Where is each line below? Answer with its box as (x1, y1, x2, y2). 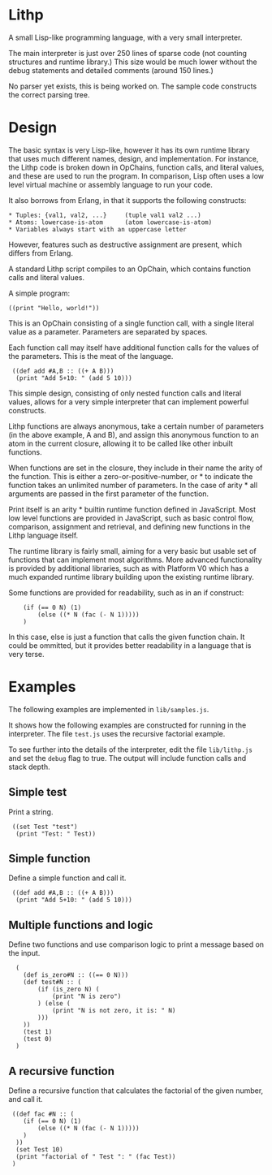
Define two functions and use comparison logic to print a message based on (8, 940, 265, 949)
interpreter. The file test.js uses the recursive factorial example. (8, 728, 226, 738)
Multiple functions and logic (8, 918, 153, 931)
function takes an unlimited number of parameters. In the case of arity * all (8, 480, 258, 490)
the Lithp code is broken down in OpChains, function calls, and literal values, (8, 162, 265, 172)
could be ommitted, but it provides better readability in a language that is (8, 640, 252, 650)
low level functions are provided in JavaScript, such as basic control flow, (8, 513, 254, 523)
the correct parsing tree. (8, 89, 90, 99)
